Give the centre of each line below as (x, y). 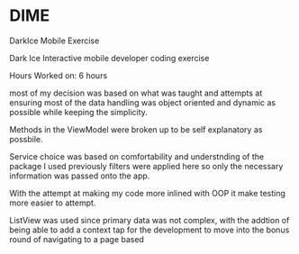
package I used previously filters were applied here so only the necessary (146, 166)
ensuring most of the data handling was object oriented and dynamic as (143, 102)
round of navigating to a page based (77, 239)
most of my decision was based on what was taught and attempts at (136, 93)
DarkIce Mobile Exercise (54, 41)
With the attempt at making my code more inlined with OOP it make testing (148, 193)
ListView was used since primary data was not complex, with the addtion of (149, 220)
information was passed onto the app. (80, 176)
